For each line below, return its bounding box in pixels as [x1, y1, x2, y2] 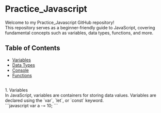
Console [12, 67, 29, 73]
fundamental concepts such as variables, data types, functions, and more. [5, 30, 154, 36]
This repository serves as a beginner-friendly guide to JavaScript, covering [5, 24, 155, 30]
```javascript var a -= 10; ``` [5, 102, 58, 108]
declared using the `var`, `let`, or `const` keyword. [5, 97, 104, 103]
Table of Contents [5, 44, 61, 52]
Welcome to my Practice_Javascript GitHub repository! [5, 19, 114, 25]
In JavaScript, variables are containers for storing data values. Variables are [5, 92, 157, 98]
